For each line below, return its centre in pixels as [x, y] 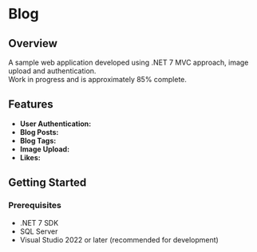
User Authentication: [55, 124]
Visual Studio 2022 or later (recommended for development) [119, 239]
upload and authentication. [52, 71]
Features [31, 104]
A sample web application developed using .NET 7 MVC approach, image [128, 62]
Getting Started [47, 183]
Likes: [30, 157]
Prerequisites [35, 206]
